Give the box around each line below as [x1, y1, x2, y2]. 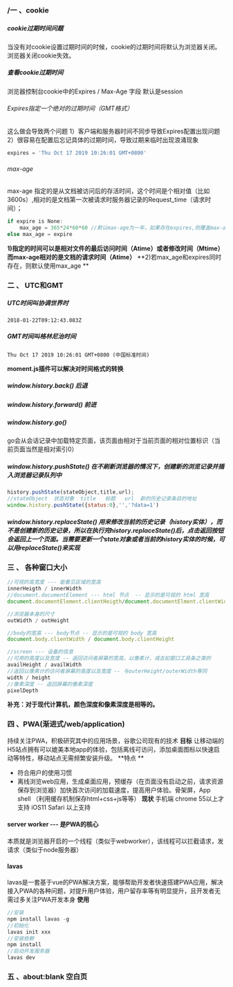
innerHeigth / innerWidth [7, 586, 82, 592]
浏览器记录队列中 [12, 471, 62, 479]
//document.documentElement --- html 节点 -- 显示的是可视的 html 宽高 [7, 592, 209, 599]
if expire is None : [7, 218, 64, 225]
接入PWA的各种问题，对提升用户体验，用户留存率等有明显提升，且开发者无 [7, 887, 221, 895]
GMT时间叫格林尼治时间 [7, 332, 76, 341]
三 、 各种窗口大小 [7, 562, 68, 572]
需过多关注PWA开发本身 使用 [7, 896, 90, 904]
